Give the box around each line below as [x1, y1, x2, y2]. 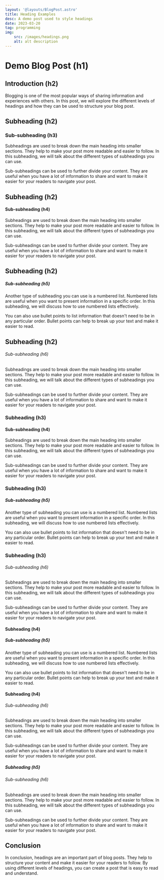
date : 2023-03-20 [5, 21, 41, 26]
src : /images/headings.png [14, 35, 69, 40]
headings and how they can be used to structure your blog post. [5, 103, 135, 109]
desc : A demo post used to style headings [5, 16, 93, 21]
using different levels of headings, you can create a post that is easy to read [5, 865, 158, 871]
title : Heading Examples [5, 12, 56, 17]
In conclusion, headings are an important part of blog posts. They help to [5, 855, 153, 860]
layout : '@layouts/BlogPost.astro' [5, 7, 78, 12]
